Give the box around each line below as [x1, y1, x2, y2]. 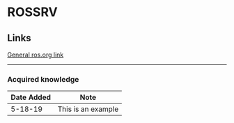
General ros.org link [7, 50, 64, 59]
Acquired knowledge [7, 74, 79, 84]
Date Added [10, 92, 51, 102]
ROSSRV [7, 4, 58, 20]
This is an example [57, 104, 119, 114]
